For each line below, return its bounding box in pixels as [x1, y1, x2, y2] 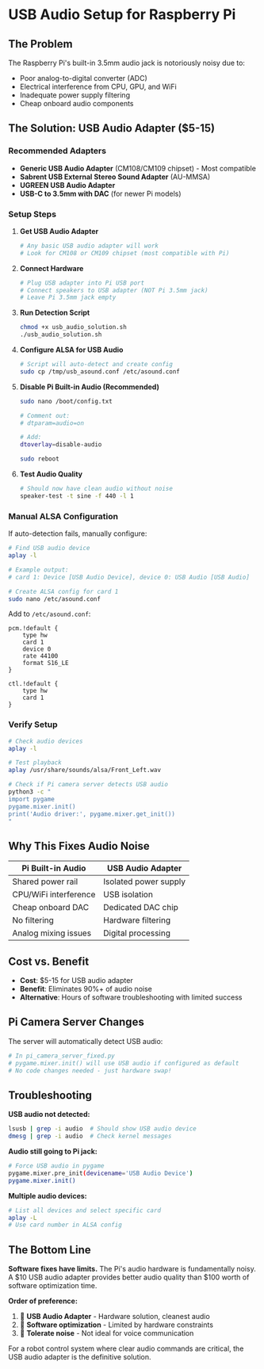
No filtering [12, 915, 54, 926]
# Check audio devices [8, 737, 83, 745]
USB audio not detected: [8, 1110, 90, 1119]
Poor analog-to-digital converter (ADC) [19, 74, 148, 82]
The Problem [8, 37, 73, 51]
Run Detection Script [19, 308, 90, 318]
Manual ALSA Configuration [8, 511, 119, 522]
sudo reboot [19, 455, 59, 463]
